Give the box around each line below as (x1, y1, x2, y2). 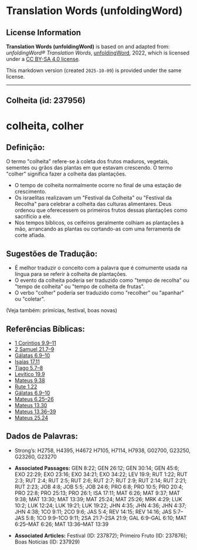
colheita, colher (6, 119, 84, 133)
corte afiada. (14, 232, 46, 239)
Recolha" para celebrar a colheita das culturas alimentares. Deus (14, 201, 172, 208)
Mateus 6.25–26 (14, 396, 54, 403)
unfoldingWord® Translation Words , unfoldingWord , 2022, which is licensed (6, 49, 189, 56)
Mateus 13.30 (14, 402, 47, 409)
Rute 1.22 (14, 383, 38, 390)
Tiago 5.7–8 (14, 365, 43, 372)
